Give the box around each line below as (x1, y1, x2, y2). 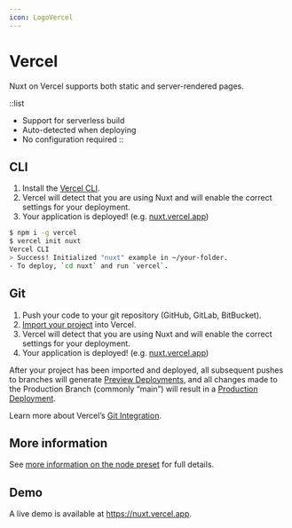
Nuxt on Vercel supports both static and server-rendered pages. (9, 81, 244, 91)
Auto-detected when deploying (21, 124, 137, 135)
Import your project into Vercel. (21, 319, 137, 329)
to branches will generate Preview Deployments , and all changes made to (9, 374, 278, 384)
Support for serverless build (21, 114, 125, 125)
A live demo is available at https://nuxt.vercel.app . (9, 508, 193, 519)
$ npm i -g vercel (9, 228, 77, 238)
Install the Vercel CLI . (21, 183, 100, 193)
